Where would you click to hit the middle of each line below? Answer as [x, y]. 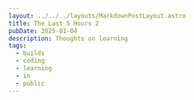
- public [30, 83]
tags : [17, 46]
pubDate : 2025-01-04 [43, 31]
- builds [30, 53]
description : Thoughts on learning [68, 38]
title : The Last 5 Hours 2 [54, 23]
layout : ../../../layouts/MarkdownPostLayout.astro [97, 16]
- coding [30, 61]
